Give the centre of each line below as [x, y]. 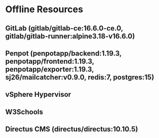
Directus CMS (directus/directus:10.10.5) [72, 129]
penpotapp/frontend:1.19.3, [50, 61]
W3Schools [24, 112]
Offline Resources [44, 9]
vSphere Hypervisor [38, 94]
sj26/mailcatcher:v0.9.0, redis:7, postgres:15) [80, 77]
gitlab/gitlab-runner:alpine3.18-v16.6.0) [70, 36]
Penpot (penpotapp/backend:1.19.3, [63, 53]
